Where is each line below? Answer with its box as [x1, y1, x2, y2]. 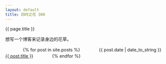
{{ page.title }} [5, 25, 35, 31]
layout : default [5, 7, 39, 12]
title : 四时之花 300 [5, 12, 45, 17]
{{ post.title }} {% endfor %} [5, 53, 81, 59]
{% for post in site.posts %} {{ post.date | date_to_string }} [22, 46, 162, 52]
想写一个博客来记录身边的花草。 [5, 36, 71, 42]
